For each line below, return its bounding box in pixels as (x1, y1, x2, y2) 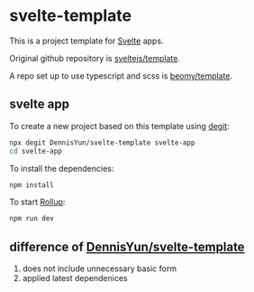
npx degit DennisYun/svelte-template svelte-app (9, 137, 195, 147)
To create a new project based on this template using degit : (9, 120, 230, 131)
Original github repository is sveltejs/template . (9, 52, 180, 63)
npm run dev (9, 214, 54, 223)
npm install (9, 180, 54, 190)
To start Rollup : (9, 196, 66, 208)
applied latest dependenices (22, 273, 128, 284)
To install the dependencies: (9, 163, 114, 174)
